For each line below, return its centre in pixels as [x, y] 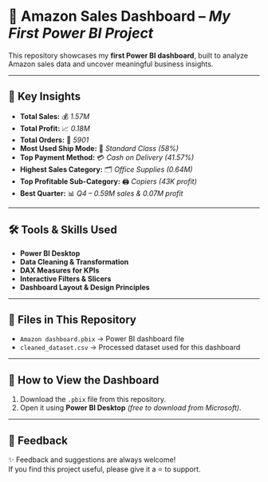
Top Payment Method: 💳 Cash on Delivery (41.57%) [107, 157]
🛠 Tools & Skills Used [63, 230]
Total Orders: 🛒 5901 [54, 140]
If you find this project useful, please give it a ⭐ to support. [104, 469]
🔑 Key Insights [45, 96]
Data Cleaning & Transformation [74, 261]
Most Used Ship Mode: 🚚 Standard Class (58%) [99, 148]
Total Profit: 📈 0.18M [55, 128]
